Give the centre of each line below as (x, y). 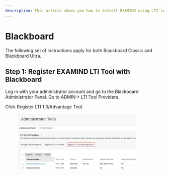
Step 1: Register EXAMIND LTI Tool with (68, 72)
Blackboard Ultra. (23, 56)
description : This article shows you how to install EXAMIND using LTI (82, 11)
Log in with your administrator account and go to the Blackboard (72, 92)
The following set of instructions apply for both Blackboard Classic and (79, 50)
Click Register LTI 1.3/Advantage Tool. (45, 107)
